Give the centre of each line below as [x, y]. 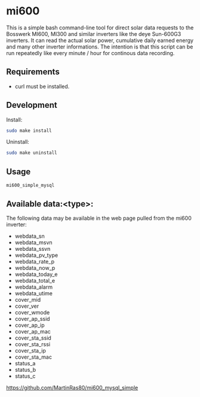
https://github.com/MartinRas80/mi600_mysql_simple [72, 387]
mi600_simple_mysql [30, 186]
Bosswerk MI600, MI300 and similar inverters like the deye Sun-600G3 [94, 34]
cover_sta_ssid [33, 338]
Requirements [33, 72]
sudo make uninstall [32, 153]
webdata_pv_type [36, 255]
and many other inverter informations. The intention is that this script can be [100, 47]
